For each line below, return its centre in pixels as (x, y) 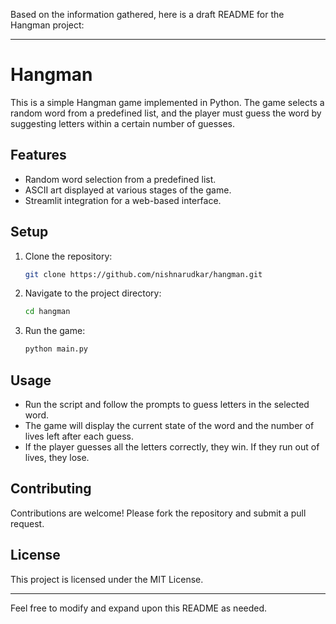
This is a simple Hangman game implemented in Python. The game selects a (167, 102)
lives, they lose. (57, 457)
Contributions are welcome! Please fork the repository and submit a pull (158, 513)
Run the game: (55, 331)
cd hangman (47, 312)
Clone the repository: (68, 256)
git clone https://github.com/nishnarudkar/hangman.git (143, 274)
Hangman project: (47, 25)
